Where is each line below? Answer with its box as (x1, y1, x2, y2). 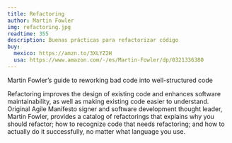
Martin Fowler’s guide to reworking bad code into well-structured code (7, 76, 214, 84)
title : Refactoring (7, 10, 65, 18)
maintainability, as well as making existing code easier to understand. (7, 97, 209, 105)
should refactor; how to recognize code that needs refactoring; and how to (7, 120, 225, 128)
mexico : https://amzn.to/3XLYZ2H (13, 50, 112, 57)
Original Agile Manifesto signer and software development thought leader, (7, 104, 223, 113)
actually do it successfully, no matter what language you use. (7, 127, 186, 135)
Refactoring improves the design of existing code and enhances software (7, 89, 221, 98)
